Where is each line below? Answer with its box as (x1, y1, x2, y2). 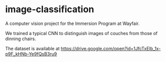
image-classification (5, 4, 95, 15)
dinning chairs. (5, 36, 36, 42)
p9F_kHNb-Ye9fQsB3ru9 (5, 51, 57, 57)
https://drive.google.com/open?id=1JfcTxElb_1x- (60, 45, 161, 51)
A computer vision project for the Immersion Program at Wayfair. (5, 20, 140, 26)
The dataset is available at (5, 45, 60, 51)
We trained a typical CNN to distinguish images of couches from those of (5, 30, 158, 36)
